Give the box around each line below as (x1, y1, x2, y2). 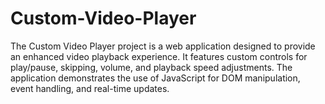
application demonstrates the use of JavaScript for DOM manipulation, (10, 72, 301, 84)
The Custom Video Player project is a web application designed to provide (10, 40, 316, 52)
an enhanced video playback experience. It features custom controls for (10, 50, 308, 62)
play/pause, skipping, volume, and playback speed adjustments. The (10, 61, 293, 73)
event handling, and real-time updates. (10, 82, 170, 94)
